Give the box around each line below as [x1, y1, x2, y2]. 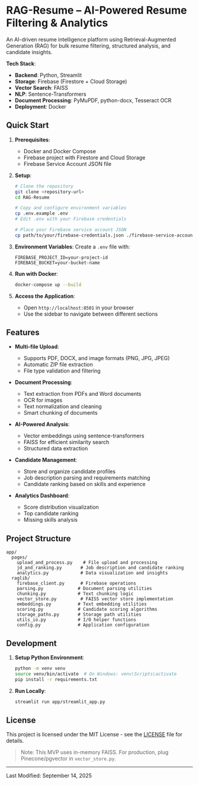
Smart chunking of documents [23, 409, 98, 417]
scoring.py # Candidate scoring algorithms [17, 607, 158, 613]
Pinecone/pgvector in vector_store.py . [20, 755, 117, 762]
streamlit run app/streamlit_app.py [14, 699, 105, 705]
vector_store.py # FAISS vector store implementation [17, 596, 174, 602]
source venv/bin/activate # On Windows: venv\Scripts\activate [14, 671, 177, 677]
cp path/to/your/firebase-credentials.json [14, 232, 124, 238]
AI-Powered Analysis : [14, 421, 70, 428]
